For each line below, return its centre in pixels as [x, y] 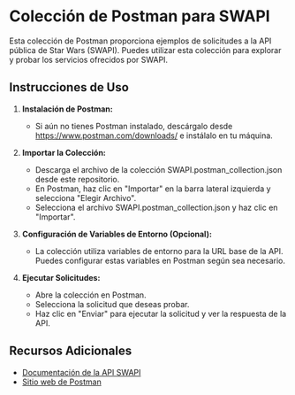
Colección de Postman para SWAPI [140, 16]
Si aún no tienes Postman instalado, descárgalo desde [134, 126]
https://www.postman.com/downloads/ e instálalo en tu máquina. [154, 136]
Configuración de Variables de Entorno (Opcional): [117, 234]
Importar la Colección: [64, 152]
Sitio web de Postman [61, 382]
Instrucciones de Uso [69, 87]
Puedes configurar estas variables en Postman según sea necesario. [160, 260]
